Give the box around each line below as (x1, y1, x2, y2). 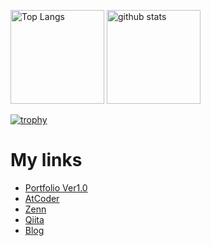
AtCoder (24, 192, 60, 204)
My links (10, 149, 83, 172)
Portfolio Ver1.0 (24, 181, 88, 194)
